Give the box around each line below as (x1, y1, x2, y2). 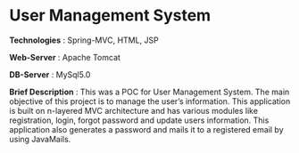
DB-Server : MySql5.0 (9, 68, 91, 80)
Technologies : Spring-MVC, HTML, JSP (9, 35, 159, 45)
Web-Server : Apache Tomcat (9, 52, 120, 62)
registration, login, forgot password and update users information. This (9, 115, 270, 125)
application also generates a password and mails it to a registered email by (9, 124, 284, 134)
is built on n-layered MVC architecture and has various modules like (9, 105, 259, 116)
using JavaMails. (9, 133, 71, 144)
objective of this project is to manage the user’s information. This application (9, 95, 291, 107)
